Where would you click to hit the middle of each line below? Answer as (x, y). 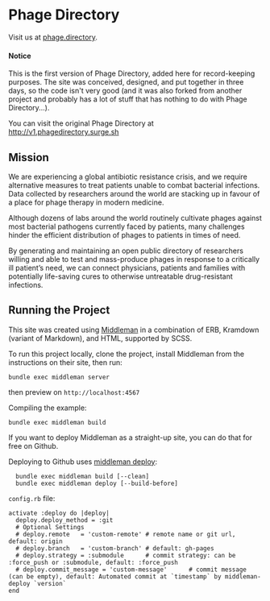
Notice (20, 56)
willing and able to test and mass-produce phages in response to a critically (134, 259)
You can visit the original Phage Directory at (81, 123)
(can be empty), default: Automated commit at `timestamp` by (115, 576)
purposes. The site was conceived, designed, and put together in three (126, 82)
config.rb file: (32, 498)
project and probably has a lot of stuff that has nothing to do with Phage (128, 99)
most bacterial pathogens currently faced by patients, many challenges (127, 226)
